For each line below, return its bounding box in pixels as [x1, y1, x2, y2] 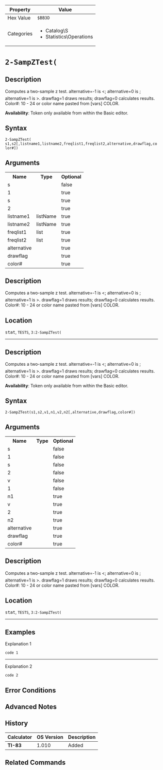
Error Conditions [5, 686, 56, 695]
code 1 [5, 650, 18, 656]
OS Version [36, 733, 64, 740]
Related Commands [5, 758, 66, 767]
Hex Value [7, 15, 31, 21]
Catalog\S [45, 27, 68, 34]
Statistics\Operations [45, 34, 93, 40]
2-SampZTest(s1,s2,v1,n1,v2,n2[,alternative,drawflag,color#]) [5, 410, 136, 414]
